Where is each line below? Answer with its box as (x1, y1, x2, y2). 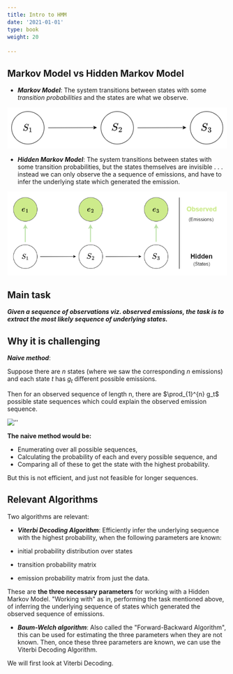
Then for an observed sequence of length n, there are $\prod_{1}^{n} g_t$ (7, 389, 220, 398)
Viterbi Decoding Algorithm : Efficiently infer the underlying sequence (17, 525, 220, 534)
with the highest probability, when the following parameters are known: (17, 533, 222, 541)
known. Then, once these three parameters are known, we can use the (17, 638, 221, 646)
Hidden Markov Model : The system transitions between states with (17, 156, 212, 164)
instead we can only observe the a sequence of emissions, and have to (17, 170, 222, 179)
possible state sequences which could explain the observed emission (7, 397, 207, 405)
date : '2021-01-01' (7, 18, 64, 26)
